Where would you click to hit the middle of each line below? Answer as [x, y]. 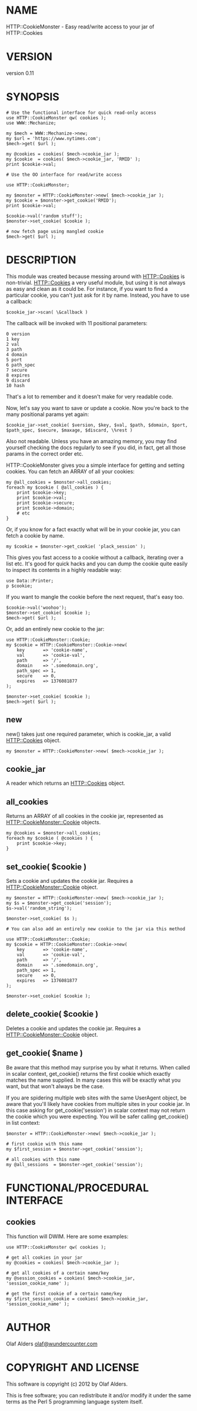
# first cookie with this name [44, 1144]
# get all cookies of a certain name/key [58, 1273]
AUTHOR [29, 1327]
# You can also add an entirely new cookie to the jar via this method [96, 929]
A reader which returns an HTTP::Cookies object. [66, 783]
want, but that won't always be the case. [55, 1086]
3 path [14, 349]
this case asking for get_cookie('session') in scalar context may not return [96, 1110]
